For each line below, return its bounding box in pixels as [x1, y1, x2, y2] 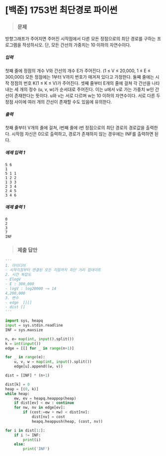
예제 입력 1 [5, 150, 26, 156]
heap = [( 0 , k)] [5, 386, 39, 391]
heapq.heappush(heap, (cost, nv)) [31, 419, 103, 424]
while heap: [5, 391, 30, 396]
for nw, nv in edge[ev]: [14, 405, 65, 410]
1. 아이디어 [5, 263, 26, 268]
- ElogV [5, 277, 21, 282]
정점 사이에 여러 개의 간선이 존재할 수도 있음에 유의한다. [5, 99, 112, 105]
